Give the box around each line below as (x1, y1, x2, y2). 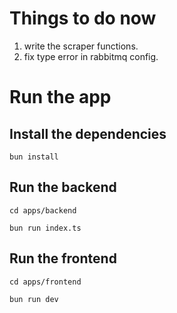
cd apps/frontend (9, 277, 82, 287)
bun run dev (9, 294, 59, 304)
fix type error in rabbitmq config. (23, 50, 159, 62)
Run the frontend (9, 250, 117, 267)
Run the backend (9, 179, 117, 196)
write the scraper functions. (23, 40, 139, 52)
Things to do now (9, 7, 157, 30)
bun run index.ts (9, 223, 82, 233)
